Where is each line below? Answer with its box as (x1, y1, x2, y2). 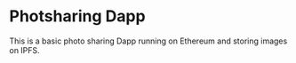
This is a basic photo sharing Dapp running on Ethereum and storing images (9, 35, 288, 46)
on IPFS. (9, 44, 40, 55)
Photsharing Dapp (9, 6, 146, 27)
